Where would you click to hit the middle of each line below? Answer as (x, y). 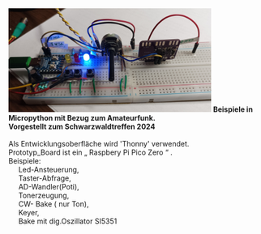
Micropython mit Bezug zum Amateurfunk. (82, 117)
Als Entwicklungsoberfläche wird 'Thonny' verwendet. (99, 143)
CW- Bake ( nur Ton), (53, 204)
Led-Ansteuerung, (49, 169)
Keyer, (29, 212)
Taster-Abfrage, (45, 178)
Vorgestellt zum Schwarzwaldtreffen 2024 (82, 126)
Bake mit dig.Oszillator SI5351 (68, 221)
